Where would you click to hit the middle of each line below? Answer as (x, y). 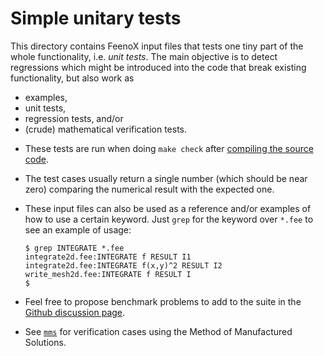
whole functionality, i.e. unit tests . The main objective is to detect (144, 56)
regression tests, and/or (74, 118)
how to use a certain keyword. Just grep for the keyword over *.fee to (169, 219)
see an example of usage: (78, 229)
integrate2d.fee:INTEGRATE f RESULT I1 (108, 257)
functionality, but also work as (72, 78)
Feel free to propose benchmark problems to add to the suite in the (163, 301)
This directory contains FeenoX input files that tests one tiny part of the (157, 46)
